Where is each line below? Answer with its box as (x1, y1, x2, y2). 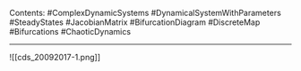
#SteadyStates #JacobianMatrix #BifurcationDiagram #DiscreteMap (9, 17, 261, 28)
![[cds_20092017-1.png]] (9, 52, 101, 62)
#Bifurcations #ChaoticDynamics (9, 27, 132, 36)
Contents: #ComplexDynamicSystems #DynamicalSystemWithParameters (9, 8, 282, 18)
